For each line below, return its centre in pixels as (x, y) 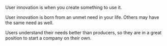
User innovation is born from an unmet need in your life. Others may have (82, 17)
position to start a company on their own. (48, 38)
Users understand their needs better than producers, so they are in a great (83, 32)
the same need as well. (30, 23)
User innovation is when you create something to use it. (64, 7)
